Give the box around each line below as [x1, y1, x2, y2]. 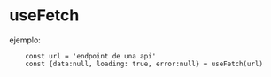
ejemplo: [9, 35, 42, 45]
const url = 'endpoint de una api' [25, 51, 157, 60]
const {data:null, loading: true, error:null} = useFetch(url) [25, 59, 264, 68]
